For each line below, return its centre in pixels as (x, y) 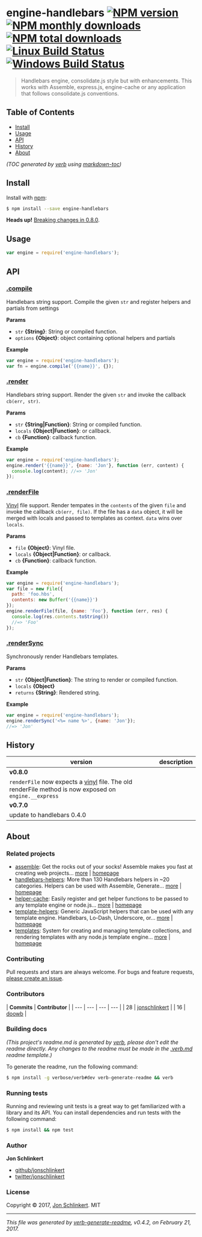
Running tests (27, 1093)
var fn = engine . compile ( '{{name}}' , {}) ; (60, 366)
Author (17, 1145)
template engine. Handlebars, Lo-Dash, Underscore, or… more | (94, 918)
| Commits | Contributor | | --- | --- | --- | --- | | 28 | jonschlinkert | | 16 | (96, 1007)
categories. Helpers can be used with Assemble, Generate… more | (98, 886)
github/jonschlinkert (40, 1170)
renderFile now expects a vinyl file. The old (71, 782)
